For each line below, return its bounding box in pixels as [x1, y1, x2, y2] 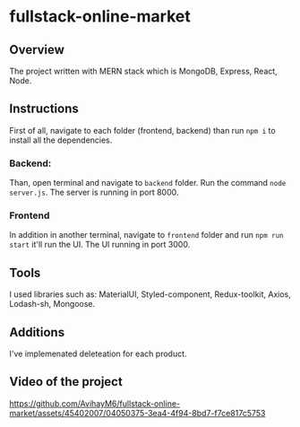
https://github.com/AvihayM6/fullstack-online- [9, 397, 181, 409]
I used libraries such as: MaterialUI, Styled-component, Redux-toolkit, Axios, [9, 289, 291, 300]
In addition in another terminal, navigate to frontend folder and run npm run [9, 230, 284, 240]
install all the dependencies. [9, 135, 113, 145]
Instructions [9, 101, 79, 117]
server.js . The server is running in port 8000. [9, 187, 179, 198]
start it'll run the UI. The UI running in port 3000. [9, 240, 191, 250]
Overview [9, 42, 65, 57]
